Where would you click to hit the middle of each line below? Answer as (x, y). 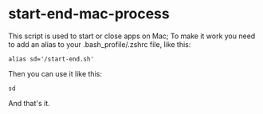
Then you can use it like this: (55, 73)
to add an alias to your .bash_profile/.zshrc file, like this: (100, 44)
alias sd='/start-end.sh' (51, 59)
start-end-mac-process (89, 14)
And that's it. (29, 103)
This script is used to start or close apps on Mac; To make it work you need (132, 36)
